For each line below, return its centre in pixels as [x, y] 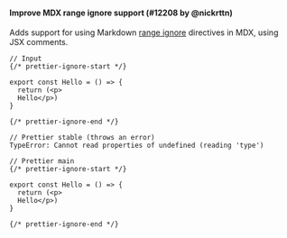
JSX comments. [39, 42]
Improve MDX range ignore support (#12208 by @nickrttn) [121, 13]
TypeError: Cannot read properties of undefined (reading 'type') [137, 146]
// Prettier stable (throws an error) [82, 138]
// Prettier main [42, 161]
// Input [26, 59]
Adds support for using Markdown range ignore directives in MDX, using [144, 32]
